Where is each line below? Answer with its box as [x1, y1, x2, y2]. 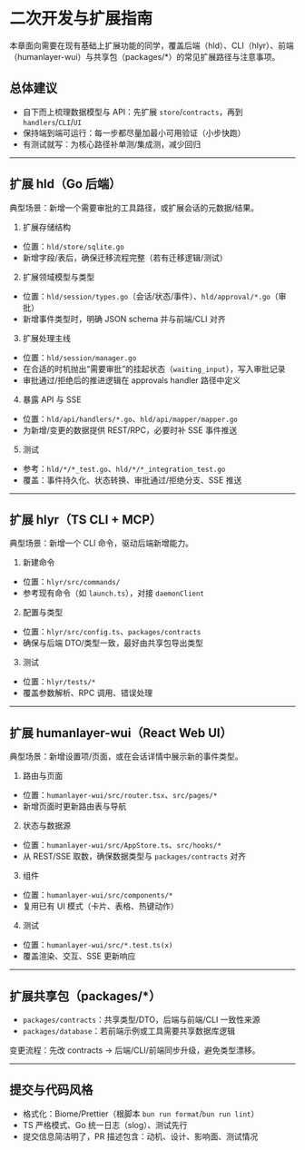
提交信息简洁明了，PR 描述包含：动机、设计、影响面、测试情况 [22, 1131, 259, 1142]
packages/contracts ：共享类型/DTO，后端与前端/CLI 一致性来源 [22, 1014, 261, 1025]
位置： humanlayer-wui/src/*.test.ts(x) [22, 939, 173, 950]
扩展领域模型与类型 [22, 271, 95, 282]
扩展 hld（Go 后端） [9, 176, 122, 192]
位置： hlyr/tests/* [22, 676, 96, 687]
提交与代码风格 [9, 1082, 93, 1098]
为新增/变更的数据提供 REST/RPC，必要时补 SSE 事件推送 [22, 424, 238, 436]
